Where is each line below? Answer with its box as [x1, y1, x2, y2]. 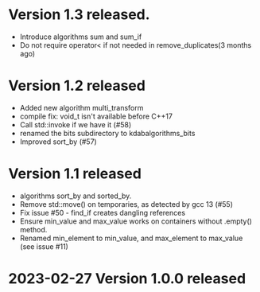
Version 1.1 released [8, 165, 142, 183]
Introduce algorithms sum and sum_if [19, 32, 142, 41]
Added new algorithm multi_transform [19, 103, 144, 112]
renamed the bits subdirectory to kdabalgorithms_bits [19, 128, 196, 138]
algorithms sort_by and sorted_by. [19, 191, 132, 201]
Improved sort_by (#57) [19, 137, 97, 146]
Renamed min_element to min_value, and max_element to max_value [19, 233, 243, 243]
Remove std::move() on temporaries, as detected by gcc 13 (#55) [19, 199, 233, 208]
